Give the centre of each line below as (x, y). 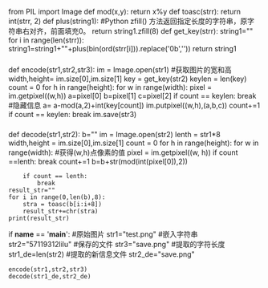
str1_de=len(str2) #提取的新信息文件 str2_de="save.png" (102, 254)
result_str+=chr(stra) (61, 211)
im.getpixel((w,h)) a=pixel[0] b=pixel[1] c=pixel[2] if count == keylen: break (132, 95)
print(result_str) (39, 218)
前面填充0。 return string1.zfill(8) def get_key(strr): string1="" (152, 31)
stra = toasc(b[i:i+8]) (63, 204)
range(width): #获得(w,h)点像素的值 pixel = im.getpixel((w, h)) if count (123, 152)
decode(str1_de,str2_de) (50, 276)
